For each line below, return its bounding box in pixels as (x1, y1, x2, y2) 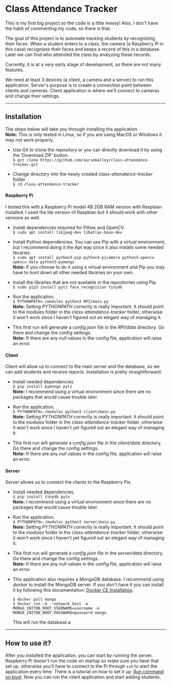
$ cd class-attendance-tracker (12, 181, 79, 187)
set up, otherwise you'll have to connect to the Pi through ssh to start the (5, 663, 158, 669)
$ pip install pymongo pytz (12, 384, 72, 389)
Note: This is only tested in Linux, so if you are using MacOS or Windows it (5, 131, 162, 138)
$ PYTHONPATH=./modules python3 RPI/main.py (12, 299, 109, 304)
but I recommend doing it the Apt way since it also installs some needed (12, 244, 164, 250)
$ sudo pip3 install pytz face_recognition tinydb (12, 284, 123, 289)
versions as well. (5, 215, 41, 221)
